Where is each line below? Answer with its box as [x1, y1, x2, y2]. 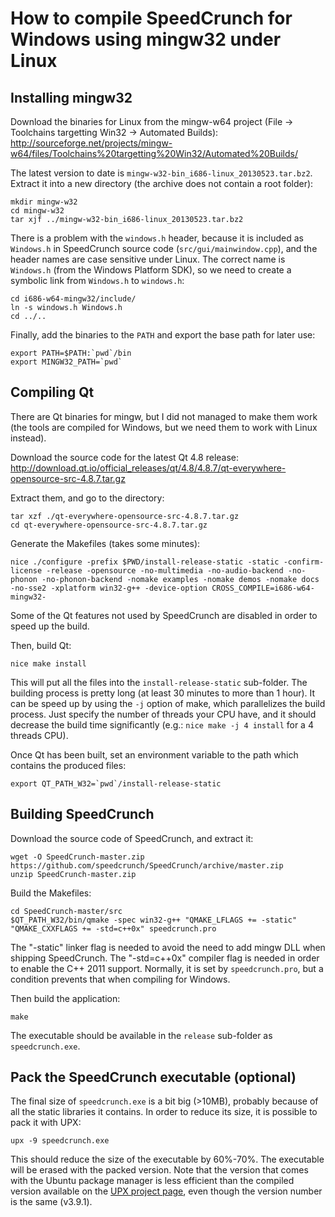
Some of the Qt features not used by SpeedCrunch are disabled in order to [10, 609, 318, 621]
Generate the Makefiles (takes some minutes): [10, 537, 201, 549]
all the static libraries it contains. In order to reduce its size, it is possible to [10, 1106, 318, 1118]
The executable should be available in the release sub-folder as [10, 1029, 273, 1041]
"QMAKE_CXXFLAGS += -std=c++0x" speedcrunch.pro [10, 923, 217, 934]
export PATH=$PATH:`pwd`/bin [10, 348, 132, 358]
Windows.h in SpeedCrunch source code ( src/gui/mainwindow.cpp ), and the [10, 243, 318, 254]
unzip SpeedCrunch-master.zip [10, 869, 137, 879]
